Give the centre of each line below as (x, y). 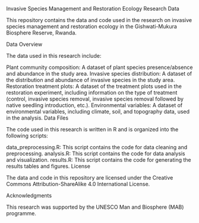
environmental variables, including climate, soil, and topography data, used (98, 111)
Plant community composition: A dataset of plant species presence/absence (99, 67)
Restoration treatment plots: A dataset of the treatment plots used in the (94, 86)
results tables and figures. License (48, 166)
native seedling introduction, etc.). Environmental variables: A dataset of (94, 105)
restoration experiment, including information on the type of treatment (92, 92)
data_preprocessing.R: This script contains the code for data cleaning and (97, 147)
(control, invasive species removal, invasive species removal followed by (95, 99)
